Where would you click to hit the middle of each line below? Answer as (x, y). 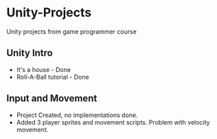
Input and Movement (52, 98)
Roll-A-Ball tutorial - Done (53, 77)
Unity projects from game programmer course (71, 31)
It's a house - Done (44, 69)
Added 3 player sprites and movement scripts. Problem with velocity (113, 122)
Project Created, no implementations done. (77, 115)
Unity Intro (30, 53)
